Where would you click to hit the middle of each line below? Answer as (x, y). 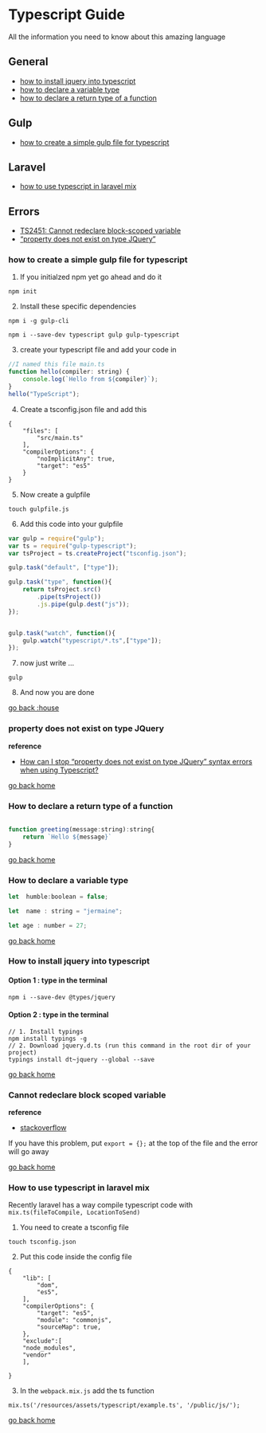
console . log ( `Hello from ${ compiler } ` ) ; (90, 379)
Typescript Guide (67, 15)
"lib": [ (37, 1278)
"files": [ (41, 431)
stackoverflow (43, 1128)
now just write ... (47, 663)
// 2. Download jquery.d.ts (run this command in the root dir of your (129, 1046)
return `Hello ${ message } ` (67, 837)
